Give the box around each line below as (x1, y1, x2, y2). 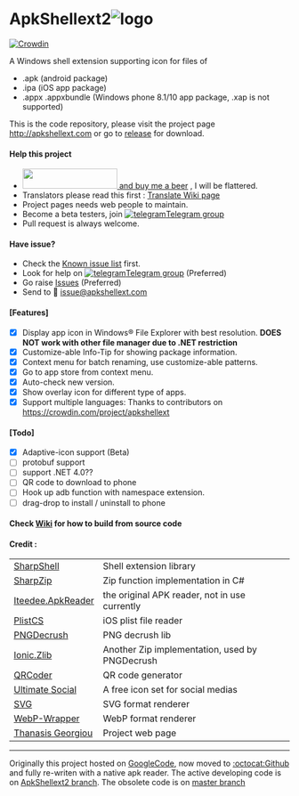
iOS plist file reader (102, 614, 183, 627)
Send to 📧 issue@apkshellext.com (21, 287, 148, 297)
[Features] (9, 307, 49, 318)
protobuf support (21, 457, 85, 467)
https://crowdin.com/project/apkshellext (21, 406, 170, 418)
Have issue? (9, 239, 56, 249)
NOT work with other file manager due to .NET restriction (21, 337, 238, 347)
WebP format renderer (102, 712, 197, 725)
